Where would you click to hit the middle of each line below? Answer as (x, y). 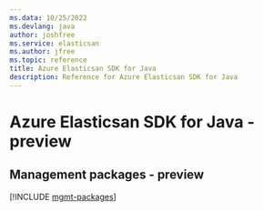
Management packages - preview (107, 175)
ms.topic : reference (49, 60)
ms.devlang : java (42, 26)
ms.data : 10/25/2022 (49, 18)
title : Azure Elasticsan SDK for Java (83, 69)
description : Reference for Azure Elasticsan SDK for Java (124, 77)
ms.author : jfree (42, 52)
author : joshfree (42, 35)
